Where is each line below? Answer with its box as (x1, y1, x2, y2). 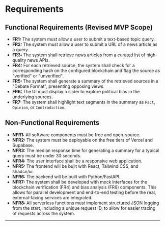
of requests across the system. (12, 210, 75, 216)
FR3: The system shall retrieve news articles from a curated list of (12, 52, 146, 58)
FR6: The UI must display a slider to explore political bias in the (12, 89, 140, 94)
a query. (12, 47, 29, 52)
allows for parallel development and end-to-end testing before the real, (12, 189, 156, 195)
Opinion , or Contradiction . (12, 105, 66, 110)
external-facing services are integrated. (12, 194, 93, 200)
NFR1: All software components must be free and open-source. (12, 132, 141, 138)
